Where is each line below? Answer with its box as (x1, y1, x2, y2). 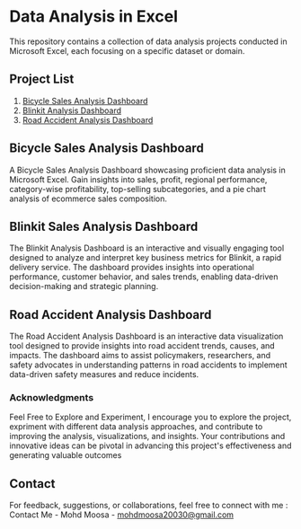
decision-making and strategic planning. (9, 281, 159, 292)
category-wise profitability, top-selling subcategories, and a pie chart (9, 183, 267, 194)
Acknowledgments (9, 392, 94, 404)
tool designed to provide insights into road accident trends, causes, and (9, 340, 276, 351)
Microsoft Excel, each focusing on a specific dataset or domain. (9, 45, 245, 56)
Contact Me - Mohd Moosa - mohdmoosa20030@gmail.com (9, 509, 235, 520)
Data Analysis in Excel (9, 6, 178, 27)
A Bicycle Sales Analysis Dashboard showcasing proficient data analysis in (9, 164, 286, 175)
